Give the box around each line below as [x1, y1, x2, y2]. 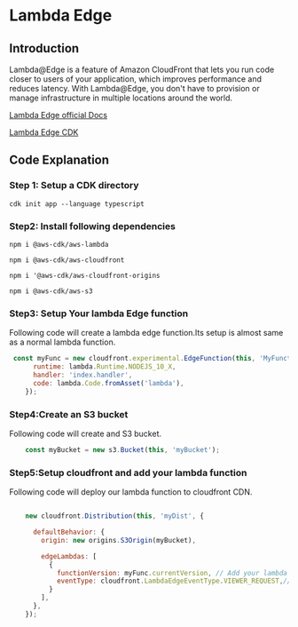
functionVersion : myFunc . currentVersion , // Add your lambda [56, 568, 288, 577]
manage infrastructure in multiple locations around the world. [9, 92, 233, 103]
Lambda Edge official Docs [9, 110, 108, 120]
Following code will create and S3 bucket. [9, 428, 162, 439]
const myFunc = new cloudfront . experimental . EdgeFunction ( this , [12, 354, 255, 363]
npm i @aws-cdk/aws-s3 [9, 286, 93, 296]
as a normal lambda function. [9, 337, 116, 347]
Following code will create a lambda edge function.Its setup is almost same [9, 328, 284, 338]
